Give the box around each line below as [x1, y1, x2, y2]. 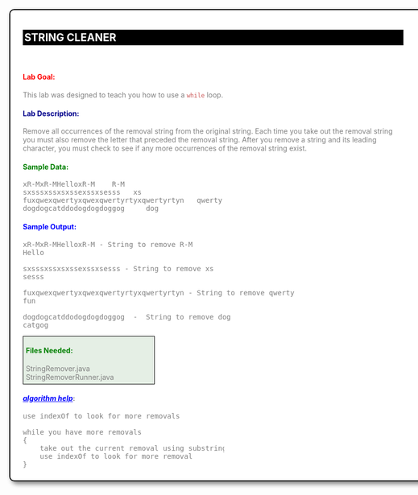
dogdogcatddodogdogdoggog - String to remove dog [23, 312, 232, 321]
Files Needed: [26, 346, 73, 356]
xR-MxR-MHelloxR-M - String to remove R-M [23, 240, 193, 249]
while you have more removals [23, 427, 143, 437]
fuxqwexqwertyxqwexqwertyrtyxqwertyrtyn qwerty [23, 196, 223, 205]
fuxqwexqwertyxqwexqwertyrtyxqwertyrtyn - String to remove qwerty [23, 288, 295, 297]
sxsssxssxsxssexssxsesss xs [23, 188, 143, 197]
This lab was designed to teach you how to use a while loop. [23, 90, 224, 100]
